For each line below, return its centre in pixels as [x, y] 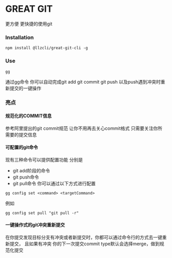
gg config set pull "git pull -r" [42, 213]
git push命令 [26, 177]
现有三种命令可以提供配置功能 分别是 [44, 160]
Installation [20, 37]
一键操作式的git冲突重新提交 [35, 225]
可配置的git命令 [22, 147]
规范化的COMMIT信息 [29, 116]
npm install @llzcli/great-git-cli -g [47, 48]
